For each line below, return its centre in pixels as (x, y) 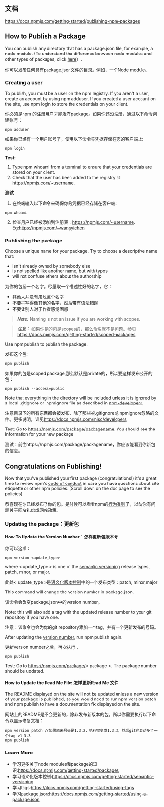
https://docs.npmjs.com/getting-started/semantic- (103, 776)
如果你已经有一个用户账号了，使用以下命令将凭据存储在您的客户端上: (74, 139)
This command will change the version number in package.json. (70, 592)
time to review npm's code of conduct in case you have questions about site (82, 484)
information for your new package (39, 434)
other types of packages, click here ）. (44, 59)
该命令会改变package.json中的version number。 (54, 602)
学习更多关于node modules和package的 (52, 764)
